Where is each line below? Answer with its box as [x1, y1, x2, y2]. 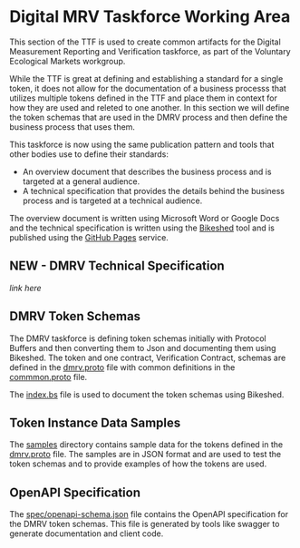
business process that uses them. [9, 121, 136, 132]
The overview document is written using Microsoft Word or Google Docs [9, 212, 280, 223]
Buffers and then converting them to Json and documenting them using [9, 342, 276, 353]
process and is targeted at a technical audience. [22, 195, 203, 206]
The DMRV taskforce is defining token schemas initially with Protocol [9, 333, 266, 344]
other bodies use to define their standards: [9, 148, 169, 160]
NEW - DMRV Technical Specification [9, 259, 225, 274]
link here [9, 282, 43, 293]
